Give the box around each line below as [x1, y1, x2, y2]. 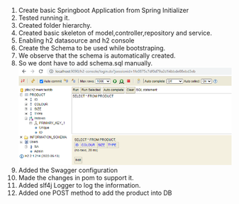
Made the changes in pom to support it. [18, 173, 134, 182]
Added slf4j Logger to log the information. [18, 181, 141, 190]
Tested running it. [18, 14, 70, 22]
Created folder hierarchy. [18, 21, 92, 29]
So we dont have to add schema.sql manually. [18, 59, 153, 67]
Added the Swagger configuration [18, 166, 118, 175]
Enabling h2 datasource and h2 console [18, 36, 135, 45]
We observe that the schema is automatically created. [18, 51, 176, 60]
